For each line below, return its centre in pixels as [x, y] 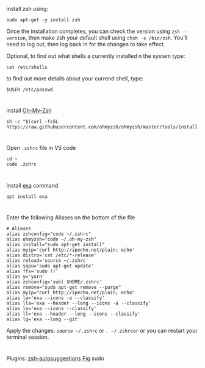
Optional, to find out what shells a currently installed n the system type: [96, 56]
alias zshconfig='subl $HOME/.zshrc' [54, 282]
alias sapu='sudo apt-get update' [50, 266]
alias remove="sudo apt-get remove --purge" [64, 287]
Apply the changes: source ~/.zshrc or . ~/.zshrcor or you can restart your [102, 330]
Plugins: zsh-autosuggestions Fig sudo [56, 358]
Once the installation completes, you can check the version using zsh [93, 31]
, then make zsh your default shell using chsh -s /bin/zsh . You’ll [106, 38]
